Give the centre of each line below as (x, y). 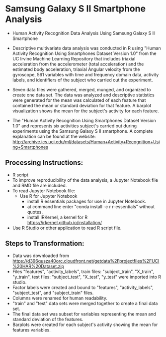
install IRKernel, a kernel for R (57, 217)
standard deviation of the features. (48, 319)
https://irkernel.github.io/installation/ (65, 222)
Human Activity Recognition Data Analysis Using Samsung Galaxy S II (83, 33)
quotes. (35, 212)
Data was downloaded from (41, 256)
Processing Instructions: (44, 163)
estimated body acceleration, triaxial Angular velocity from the (76, 69)
